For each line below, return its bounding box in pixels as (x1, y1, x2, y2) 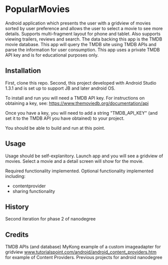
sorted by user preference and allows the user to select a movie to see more (5, 25, 163, 31)
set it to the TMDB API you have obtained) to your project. (5, 115, 125, 121)
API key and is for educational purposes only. (5, 52, 99, 58)
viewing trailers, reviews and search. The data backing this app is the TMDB (5, 36, 162, 42)
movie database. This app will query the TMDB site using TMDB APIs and (5, 41, 156, 47)
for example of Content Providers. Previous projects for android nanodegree (5, 254, 162, 260)
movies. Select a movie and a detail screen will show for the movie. (5, 158, 144, 164)
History (5, 202, 29, 211)
